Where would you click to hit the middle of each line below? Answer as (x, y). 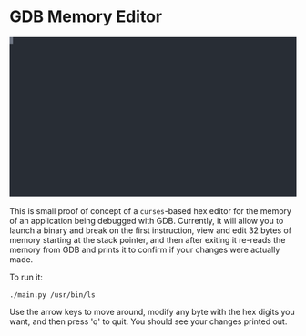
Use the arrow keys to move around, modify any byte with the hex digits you (153, 311)
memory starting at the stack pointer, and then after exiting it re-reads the (148, 239)
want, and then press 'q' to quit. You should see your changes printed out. (148, 321)
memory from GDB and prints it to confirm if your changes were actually (145, 249)
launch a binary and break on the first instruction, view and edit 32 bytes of (151, 230)
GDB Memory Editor (86, 17)
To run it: (26, 277)
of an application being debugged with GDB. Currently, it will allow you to (147, 220)
